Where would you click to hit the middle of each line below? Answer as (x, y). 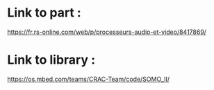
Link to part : (44, 13)
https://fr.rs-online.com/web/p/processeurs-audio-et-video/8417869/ (107, 32)
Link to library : (51, 60)
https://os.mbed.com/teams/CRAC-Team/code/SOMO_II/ (89, 79)
